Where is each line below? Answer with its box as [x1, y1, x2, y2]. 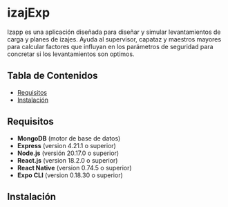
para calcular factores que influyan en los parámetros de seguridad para [7, 42, 213, 51]
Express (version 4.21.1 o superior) [17, 141, 116, 150]
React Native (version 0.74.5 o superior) [17, 163, 133, 172]
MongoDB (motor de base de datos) [17, 134, 121, 143]
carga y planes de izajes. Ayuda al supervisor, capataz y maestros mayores [7, 35, 222, 43]
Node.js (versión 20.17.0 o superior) [17, 149, 120, 157]
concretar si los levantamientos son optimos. [7, 50, 135, 58]
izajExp [7, 5, 50, 21]
